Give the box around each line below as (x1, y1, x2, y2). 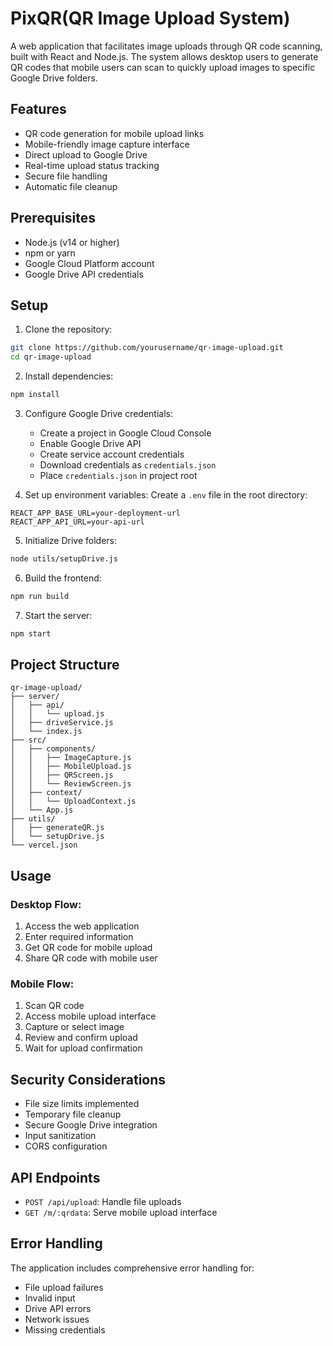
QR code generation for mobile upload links (24, 127, 205, 139)
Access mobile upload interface (24, 1010, 157, 1022)
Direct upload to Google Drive (24, 148, 148, 161)
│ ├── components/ (10, 744, 97, 754)
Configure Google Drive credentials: (24, 408, 174, 419)
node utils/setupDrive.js (10, 554, 118, 564)
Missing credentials (24, 1323, 106, 1336)
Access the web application (24, 920, 140, 932)
